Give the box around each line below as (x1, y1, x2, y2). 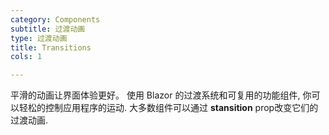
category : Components (10, 14, 101, 25)
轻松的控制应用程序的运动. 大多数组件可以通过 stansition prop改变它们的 (18, 102, 319, 114)
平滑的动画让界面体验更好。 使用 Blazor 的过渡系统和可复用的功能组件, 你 (10, 89, 312, 101)
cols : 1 (10, 52, 43, 62)
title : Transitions (10, 42, 92, 53)
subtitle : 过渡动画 (10, 24, 86, 34)
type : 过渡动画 (10, 33, 68, 43)
